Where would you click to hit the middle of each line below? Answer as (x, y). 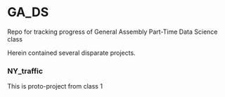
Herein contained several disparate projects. (71, 53)
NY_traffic (25, 71)
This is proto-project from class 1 (55, 86)
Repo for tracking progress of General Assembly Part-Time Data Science (112, 32)
